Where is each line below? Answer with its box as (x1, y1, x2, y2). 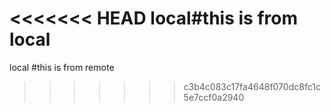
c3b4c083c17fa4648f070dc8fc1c (183, 80, 321, 92)
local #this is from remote (9, 61, 115, 73)
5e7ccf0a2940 (183, 91, 245, 103)
